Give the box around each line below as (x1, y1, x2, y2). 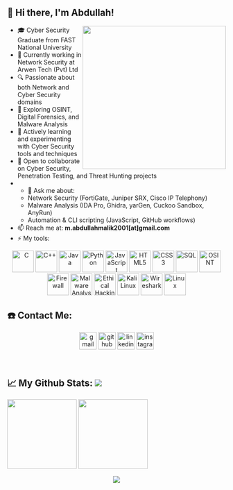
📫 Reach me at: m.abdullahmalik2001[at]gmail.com (17, 223, 170, 232)
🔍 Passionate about (17, 73, 75, 81)
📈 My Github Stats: (7, 378, 94, 389)
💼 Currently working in (17, 50, 82, 59)
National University (17, 43, 72, 51)
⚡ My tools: (17, 234, 50, 242)
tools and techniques (17, 149, 78, 158)
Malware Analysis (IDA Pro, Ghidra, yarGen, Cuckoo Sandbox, (27, 201, 205, 209)
